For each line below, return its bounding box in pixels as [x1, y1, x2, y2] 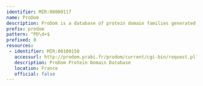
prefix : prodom [6, 25, 45, 32]
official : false [14, 71, 56, 77]
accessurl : [14, 54, 42, 60]
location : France [14, 65, 59, 71]
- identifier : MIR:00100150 [8, 48, 80, 55]
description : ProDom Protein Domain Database [14, 59, 131, 65]
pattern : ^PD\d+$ [6, 31, 50, 38]
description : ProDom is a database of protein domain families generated [6, 20, 196, 26]
